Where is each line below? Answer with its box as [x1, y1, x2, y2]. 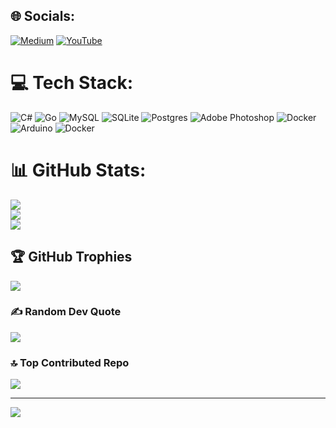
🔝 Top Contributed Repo [10, 355, 130, 369]
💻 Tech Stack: [10, 72, 134, 94]
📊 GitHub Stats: [10, 159, 147, 181]
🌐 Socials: [10, 8, 76, 25]
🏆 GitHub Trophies [10, 249, 133, 266]
